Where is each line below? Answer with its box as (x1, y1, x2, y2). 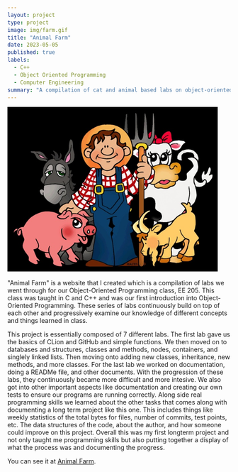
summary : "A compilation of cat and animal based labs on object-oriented (7, 86, 233, 94)
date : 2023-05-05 (7, 41, 59, 49)
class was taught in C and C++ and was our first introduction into (7, 293, 198, 302)
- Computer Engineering (13, 79, 84, 86)
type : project (7, 18, 50, 26)
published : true (7, 49, 55, 56)
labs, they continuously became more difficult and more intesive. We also (7, 375, 222, 383)
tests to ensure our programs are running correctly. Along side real (7, 390, 202, 399)
